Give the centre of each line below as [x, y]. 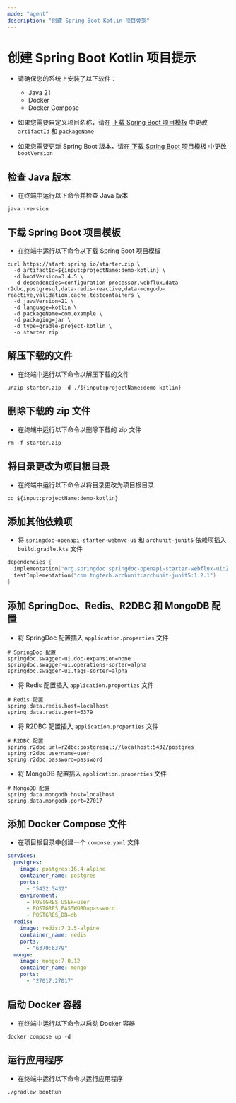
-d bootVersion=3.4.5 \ [48, 277]
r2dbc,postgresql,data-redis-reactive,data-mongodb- [87, 289]
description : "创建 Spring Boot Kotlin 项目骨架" [78, 21]
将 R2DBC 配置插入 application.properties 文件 [88, 726]
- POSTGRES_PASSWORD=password [70, 909]
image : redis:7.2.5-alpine [60, 929]
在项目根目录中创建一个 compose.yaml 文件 [78, 842]
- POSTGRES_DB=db [52, 915]
